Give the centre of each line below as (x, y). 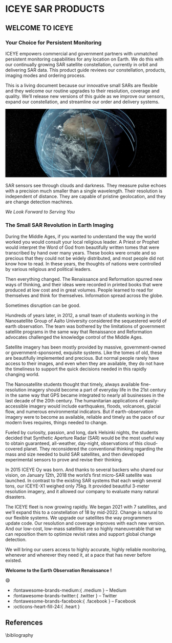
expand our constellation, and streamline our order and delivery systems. (82, 102)
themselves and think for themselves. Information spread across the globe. (84, 295)
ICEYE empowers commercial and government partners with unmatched (81, 53)
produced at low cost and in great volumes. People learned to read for (79, 290)
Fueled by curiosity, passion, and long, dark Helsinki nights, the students (82, 432)
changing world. (23, 374)
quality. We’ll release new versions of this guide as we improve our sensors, (85, 96)
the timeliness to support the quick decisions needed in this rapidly (76, 369)
